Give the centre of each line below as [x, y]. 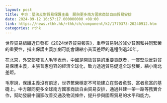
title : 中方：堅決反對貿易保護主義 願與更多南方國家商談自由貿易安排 [68, 14]
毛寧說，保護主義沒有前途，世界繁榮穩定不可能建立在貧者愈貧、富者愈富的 [81, 83]
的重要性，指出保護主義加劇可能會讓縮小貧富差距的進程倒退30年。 [73, 49]
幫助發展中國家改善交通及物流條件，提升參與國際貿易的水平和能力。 [83, 96]
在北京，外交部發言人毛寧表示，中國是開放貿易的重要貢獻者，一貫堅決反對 [81, 60]
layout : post [19, 10]
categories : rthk [23, 28]
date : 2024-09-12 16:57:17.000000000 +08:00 [52, 19]
